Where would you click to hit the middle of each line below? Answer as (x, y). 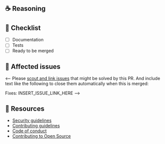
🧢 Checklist (23, 28)
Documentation (28, 40)
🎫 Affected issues (33, 67)
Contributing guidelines (36, 126)
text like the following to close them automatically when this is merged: (77, 84)
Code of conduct (29, 131)
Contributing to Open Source (41, 136)
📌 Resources (25, 108)
